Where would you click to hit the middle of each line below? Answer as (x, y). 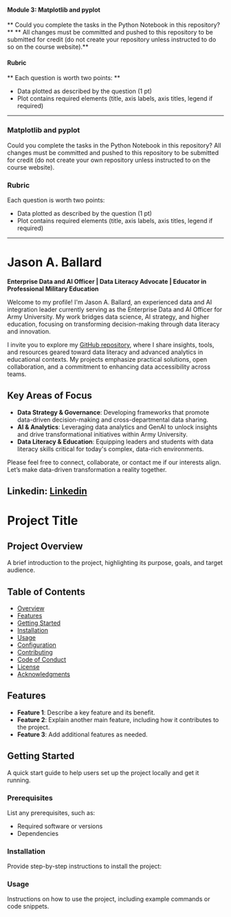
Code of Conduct (42, 659)
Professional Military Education (53, 289)
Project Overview (45, 546)
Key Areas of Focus (50, 396)
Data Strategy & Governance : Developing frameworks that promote (113, 412)
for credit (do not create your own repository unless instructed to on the (109, 160)
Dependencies (38, 833)
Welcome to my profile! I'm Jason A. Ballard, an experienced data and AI (110, 302)
